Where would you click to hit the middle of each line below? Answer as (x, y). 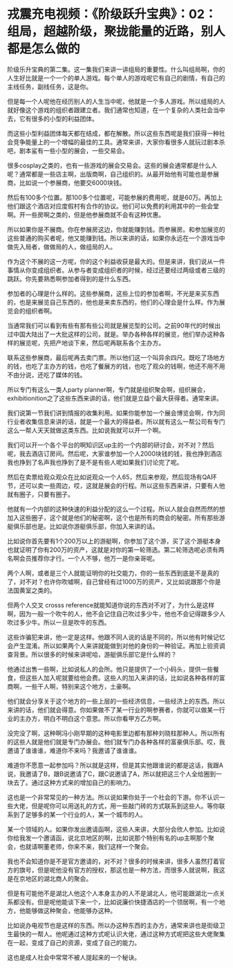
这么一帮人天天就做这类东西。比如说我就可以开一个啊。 (86, 430)
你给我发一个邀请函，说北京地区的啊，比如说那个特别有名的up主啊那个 (108, 838)
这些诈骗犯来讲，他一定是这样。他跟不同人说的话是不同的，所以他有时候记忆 (116, 637)
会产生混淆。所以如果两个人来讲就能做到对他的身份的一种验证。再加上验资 (113, 645)
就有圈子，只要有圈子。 (40, 494)
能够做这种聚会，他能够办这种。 (71, 911)
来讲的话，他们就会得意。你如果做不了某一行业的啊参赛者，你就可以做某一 (113, 710)
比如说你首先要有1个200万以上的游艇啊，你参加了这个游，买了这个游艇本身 (114, 541)
